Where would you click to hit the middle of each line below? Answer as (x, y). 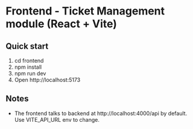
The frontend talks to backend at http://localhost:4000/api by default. (101, 113)
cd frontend (29, 61)
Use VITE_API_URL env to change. (57, 119)
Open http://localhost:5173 (47, 80)
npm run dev (30, 73)
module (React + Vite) (61, 24)
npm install (28, 67)
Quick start (27, 46)
